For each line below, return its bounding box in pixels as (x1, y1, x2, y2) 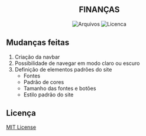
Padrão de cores (23, 78, 64, 85)
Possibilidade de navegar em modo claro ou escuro (14, 59, 140, 67)
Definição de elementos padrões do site (14, 66, 112, 73)
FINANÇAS (79, 5, 120, 15)
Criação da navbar (14, 53, 60, 60)
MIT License (6, 124, 37, 131)
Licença (6, 108, 37, 118)
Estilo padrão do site (23, 91, 74, 98)
